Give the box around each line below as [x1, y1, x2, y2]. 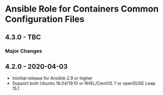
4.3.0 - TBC [5, 33, 41, 41]
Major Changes [5, 47, 42, 54]
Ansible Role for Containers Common [5, 3, 159, 15]
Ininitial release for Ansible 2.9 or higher [12, 75, 93, 81]
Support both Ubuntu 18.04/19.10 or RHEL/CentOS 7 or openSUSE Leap [12, 80, 156, 86]
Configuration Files [5, 14, 84, 25]
